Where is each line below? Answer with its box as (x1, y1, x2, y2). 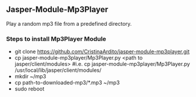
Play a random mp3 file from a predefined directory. (6, 20, 132, 27)
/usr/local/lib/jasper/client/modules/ (14, 67, 102, 74)
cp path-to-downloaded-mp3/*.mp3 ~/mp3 (14, 79, 120, 86)
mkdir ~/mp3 (14, 73, 46, 80)
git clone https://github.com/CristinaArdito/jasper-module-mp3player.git (14, 48, 190, 55)
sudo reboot (14, 85, 45, 92)
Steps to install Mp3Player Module (6, 34, 107, 43)
